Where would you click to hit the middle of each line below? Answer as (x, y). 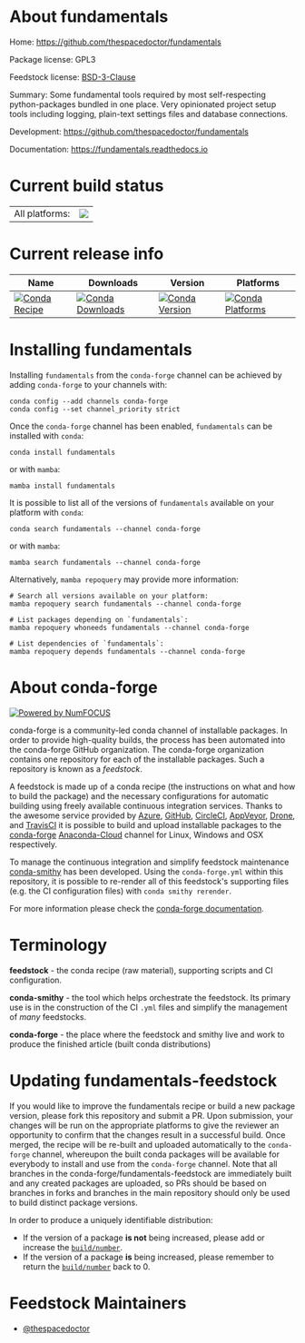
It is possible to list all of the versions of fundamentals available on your (142, 502)
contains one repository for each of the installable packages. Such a (137, 759)
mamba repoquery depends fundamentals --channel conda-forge (128, 651)
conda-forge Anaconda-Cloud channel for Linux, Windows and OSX (137, 834)
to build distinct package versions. (74, 1202)
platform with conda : (47, 512)
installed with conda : (47, 435)
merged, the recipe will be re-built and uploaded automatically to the (138, 1144)
